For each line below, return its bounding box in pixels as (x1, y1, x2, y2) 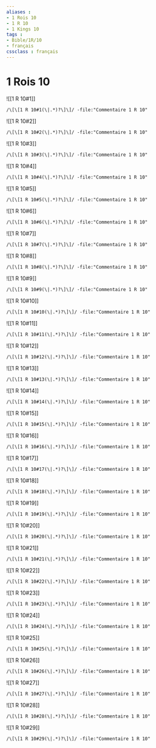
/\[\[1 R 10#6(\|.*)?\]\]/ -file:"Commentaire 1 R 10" (6, 219, 148, 225)
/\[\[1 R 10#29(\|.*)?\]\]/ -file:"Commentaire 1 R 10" (6, 735, 151, 742)
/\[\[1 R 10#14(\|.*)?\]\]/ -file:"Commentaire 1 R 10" (6, 398, 151, 405)
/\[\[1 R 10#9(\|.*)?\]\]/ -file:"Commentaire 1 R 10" (6, 286, 148, 292)
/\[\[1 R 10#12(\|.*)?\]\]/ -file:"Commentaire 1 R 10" (6, 354, 151, 360)
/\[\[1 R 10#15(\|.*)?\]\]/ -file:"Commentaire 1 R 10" (6, 421, 151, 427)
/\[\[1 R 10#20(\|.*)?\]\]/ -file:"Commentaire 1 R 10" (6, 534, 151, 540)
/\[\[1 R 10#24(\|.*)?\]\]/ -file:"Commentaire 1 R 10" (6, 623, 151, 629)
